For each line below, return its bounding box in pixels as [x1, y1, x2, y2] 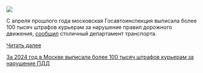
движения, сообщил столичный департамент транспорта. [6, 30, 157, 37]
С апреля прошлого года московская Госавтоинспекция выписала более [6, 17, 198, 24]
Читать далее [6, 42, 41, 49]
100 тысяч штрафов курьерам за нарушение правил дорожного [6, 24, 172, 31]
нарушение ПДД [6, 60, 50, 67]
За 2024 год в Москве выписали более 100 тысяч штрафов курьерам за [6, 54, 194, 60]
